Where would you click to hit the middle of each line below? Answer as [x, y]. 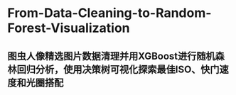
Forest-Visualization [69, 28]
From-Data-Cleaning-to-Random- [109, 13]
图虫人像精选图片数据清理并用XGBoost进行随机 [111, 56]
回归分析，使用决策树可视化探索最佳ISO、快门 [118, 69]
